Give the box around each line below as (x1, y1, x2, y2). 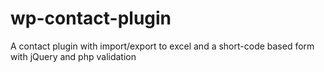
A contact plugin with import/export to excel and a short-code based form (10, 40, 315, 52)
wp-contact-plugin (10, 7, 172, 30)
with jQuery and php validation (10, 50, 137, 62)
